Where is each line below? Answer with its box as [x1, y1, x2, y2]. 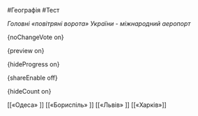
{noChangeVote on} [7, 33, 64, 41]
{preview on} [7, 47, 45, 55]
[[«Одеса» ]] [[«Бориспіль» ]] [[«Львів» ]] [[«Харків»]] [7, 101, 167, 109]
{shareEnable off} [7, 73, 58, 82]
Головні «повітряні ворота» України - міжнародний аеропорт [7, 20, 191, 27]
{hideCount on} [7, 87, 52, 95]
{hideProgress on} [7, 60, 60, 68]
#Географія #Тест [7, 6, 60, 14]
